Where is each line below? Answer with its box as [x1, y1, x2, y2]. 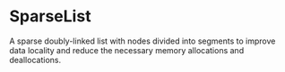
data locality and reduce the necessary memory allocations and [9, 44, 245, 55]
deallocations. [9, 54, 61, 65]
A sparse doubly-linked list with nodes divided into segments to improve [9, 36, 276, 46]
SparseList [9, 6, 91, 27]
